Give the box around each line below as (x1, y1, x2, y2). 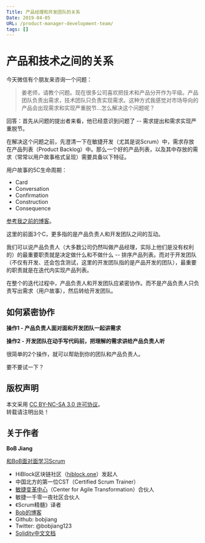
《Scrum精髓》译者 (15, 501, 61, 508)
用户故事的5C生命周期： (6, 166, 67, 174)
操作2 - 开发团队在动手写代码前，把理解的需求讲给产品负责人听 (6, 337, 165, 344)
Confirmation (15, 191, 49, 199)
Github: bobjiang (15, 515, 58, 523)
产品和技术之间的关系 (6, 55, 114, 68)
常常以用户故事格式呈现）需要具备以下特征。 (17, 153, 130, 161)
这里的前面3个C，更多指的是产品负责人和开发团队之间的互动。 (6, 231, 164, 238)
